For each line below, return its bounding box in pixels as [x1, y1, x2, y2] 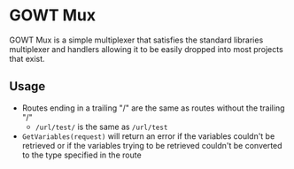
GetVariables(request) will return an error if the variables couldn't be [21, 130, 275, 142]
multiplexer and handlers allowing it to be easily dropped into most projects [9, 43, 283, 54]
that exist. [9, 53, 46, 64]
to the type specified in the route [21, 150, 142, 160]
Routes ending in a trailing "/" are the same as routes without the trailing [21, 103, 285, 113]
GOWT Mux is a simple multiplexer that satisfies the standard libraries [9, 35, 264, 45]
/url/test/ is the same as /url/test [35, 121, 168, 132]
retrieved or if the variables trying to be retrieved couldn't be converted [21, 140, 282, 150]
